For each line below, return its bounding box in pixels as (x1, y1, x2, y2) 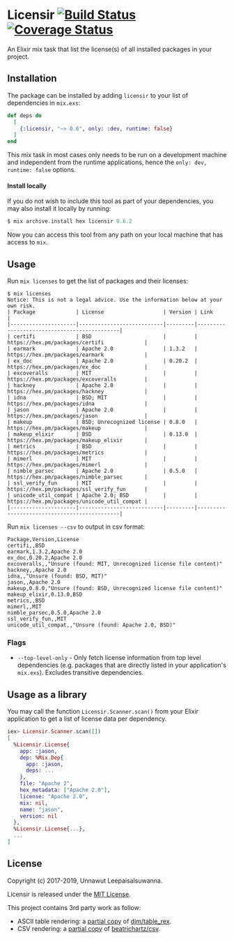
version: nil (19, 812, 58, 820)
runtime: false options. (7, 166, 77, 174)
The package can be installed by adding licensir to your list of (7, 91, 189, 99)
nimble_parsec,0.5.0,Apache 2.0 (7, 610, 101, 617)
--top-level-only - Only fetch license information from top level (17, 654, 201, 662)
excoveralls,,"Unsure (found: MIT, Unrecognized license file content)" (7, 561, 223, 568)
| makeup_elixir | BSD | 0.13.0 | (7, 431, 198, 438)
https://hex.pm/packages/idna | (7, 400, 148, 408)
